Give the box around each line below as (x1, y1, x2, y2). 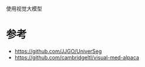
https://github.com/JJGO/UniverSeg (14, 48, 102, 55)
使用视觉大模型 (6, 5, 42, 12)
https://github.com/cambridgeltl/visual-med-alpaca (14, 53, 140, 61)
